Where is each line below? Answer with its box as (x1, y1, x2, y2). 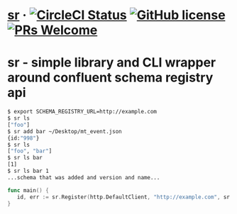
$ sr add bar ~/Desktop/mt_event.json (7, 128, 122, 135)
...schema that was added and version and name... (7, 174, 160, 181)
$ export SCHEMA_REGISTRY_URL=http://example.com (7, 108, 158, 116)
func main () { (7, 186, 50, 194)
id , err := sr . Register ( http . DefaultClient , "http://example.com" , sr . (16, 193, 233, 201)
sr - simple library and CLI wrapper (7, 55, 216, 71)
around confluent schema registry (7, 69, 214, 86)
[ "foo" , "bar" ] (7, 147, 53, 155)
